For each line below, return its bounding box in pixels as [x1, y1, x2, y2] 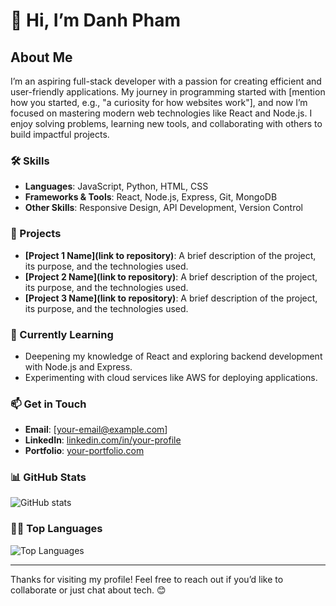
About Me [10, 49, 73, 66]
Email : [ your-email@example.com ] [24, 424, 168, 436]
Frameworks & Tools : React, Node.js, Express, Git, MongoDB [24, 191, 278, 203]
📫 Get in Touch [10, 397, 87, 411]
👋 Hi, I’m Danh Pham [10, 9, 181, 32]
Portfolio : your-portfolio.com [24, 445, 145, 457]
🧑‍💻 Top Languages [10, 522, 103, 536]
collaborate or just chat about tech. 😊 [10, 584, 167, 596]
